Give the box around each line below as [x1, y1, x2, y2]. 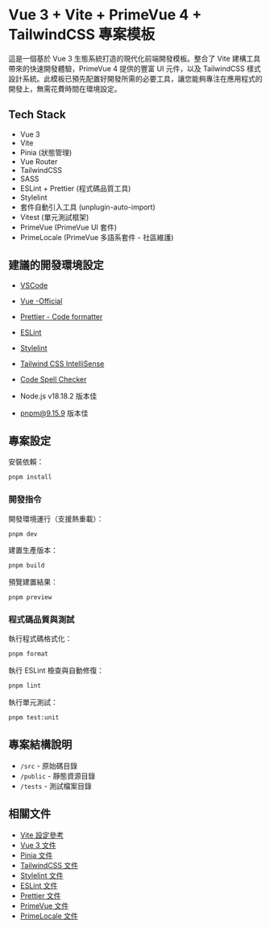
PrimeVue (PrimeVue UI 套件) [19, 222, 118, 232]
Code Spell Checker [19, 374, 87, 384]
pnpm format [8, 650, 48, 658]
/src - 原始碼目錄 [19, 761, 78, 770]
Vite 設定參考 [19, 830, 64, 840]
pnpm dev [8, 529, 38, 538]
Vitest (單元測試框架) [19, 212, 89, 221]
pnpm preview [8, 593, 52, 601]
